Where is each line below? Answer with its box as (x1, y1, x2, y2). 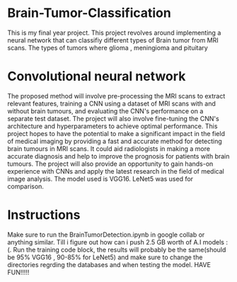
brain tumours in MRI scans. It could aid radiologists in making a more (7, 144, 211, 153)
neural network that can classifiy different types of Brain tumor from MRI (7, 35, 219, 44)
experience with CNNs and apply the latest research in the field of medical (7, 167, 224, 175)
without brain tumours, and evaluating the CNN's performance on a (7, 106, 204, 115)
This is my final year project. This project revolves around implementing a (7, 28, 221, 37)
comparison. (7, 182, 45, 191)
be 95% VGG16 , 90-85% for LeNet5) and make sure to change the (7, 253, 203, 261)
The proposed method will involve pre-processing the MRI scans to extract (7, 91, 226, 100)
